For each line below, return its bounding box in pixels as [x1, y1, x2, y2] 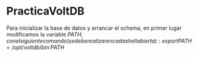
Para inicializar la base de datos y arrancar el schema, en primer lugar [6, 24, 182, 32]
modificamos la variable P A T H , [6, 30, 83, 38]
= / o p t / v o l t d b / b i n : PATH [6, 44, 65, 51]
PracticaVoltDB [6, 4, 85, 18]
